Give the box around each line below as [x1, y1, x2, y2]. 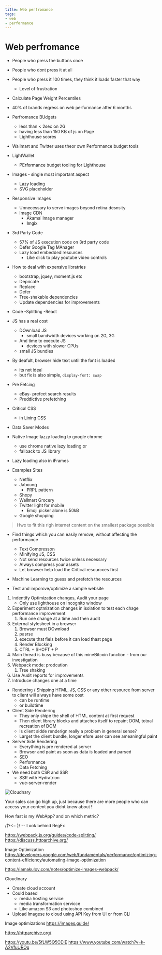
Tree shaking [19, 667, 45, 673]
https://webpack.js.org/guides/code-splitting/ [5, 832, 96, 838]
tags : [5, 12, 16, 17]
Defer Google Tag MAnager [19, 244, 74, 250]
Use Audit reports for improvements [12, 672, 84, 678]
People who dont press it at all [12, 67, 73, 73]
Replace [19, 284, 36, 290]
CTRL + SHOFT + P [19, 647, 58, 652]
